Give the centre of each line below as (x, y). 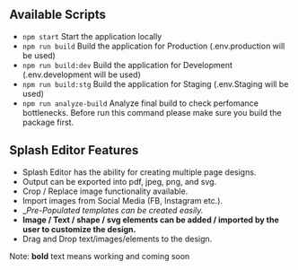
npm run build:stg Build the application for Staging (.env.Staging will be (155, 83)
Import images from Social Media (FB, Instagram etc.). (122, 200)
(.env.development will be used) (81, 74)
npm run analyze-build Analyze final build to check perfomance (140, 103)
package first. (48, 122)
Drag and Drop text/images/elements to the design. (117, 239)
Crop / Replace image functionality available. (105, 191)
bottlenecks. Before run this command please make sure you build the (152, 112)
